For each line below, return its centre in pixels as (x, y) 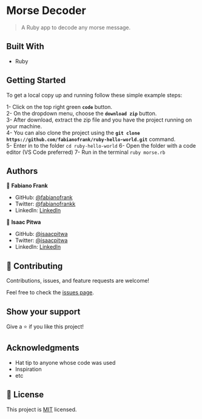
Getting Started (36, 81)
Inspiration (28, 369)
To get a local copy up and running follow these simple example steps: (94, 95)
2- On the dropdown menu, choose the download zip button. (82, 113)
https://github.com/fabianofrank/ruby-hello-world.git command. (91, 139)
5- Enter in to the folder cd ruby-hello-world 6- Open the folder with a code (101, 145)
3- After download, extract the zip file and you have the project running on (99, 120)
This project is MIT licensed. (42, 409)
